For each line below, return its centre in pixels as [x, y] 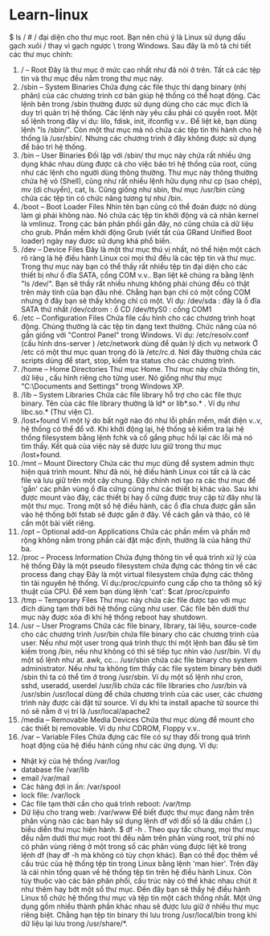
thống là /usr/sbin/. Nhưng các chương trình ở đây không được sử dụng [138, 138]
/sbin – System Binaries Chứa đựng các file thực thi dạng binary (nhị [133, 87]
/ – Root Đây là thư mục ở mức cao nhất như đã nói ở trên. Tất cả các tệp [141, 69]
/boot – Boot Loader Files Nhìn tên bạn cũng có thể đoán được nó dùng [138, 206]
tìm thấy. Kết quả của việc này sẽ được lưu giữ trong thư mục [121, 446]
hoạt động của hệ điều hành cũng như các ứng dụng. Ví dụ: [119, 745]
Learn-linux [49, 15]
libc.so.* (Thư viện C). [57, 411]
